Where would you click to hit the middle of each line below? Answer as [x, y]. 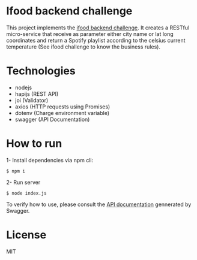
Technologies [41, 71]
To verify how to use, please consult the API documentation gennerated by [99, 204]
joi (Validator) [32, 100]
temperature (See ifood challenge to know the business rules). [83, 47]
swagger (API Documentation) [52, 119]
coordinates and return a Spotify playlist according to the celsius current [96, 40]
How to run [34, 143]
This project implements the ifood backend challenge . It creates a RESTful [98, 28]
